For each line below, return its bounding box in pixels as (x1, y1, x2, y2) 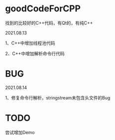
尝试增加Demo (5, 129, 35, 135)
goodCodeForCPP (5, 3, 81, 14)
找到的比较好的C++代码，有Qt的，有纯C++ (5, 20, 93, 26)
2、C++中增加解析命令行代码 (5, 50, 65, 56)
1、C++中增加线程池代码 (5, 40, 56, 46)
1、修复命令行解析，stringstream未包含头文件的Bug (5, 94, 111, 100)
